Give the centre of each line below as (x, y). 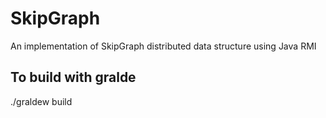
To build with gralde (73, 77)
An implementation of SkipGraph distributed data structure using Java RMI (163, 46)
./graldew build (41, 101)
